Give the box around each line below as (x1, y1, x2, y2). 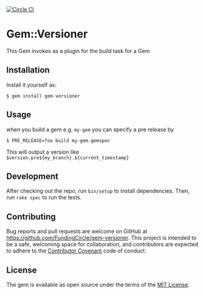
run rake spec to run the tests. (6, 194, 82, 201)
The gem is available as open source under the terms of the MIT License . (6, 281, 190, 288)
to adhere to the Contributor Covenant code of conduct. (6, 247, 147, 254)
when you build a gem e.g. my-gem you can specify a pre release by (6, 126, 174, 133)
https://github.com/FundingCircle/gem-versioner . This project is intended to (6, 234, 197, 242)
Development (6, 171, 59, 181)
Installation (6, 65, 50, 76)
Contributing (6, 211, 56, 222)
